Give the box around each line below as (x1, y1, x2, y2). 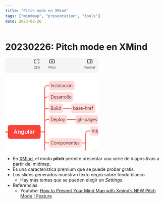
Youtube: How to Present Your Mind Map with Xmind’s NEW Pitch (20, 188, 156, 194)
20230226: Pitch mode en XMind (5, 41, 148, 52)
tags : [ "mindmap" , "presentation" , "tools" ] (5, 13, 100, 19)
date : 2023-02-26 (5, 19, 42, 24)
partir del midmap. (12, 161, 51, 167)
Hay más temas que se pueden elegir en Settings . (20, 177, 124, 183)
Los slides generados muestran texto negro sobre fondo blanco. (12, 172, 146, 178)
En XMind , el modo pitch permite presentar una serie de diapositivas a (12, 156, 159, 162)
